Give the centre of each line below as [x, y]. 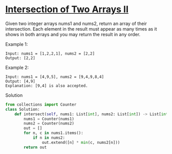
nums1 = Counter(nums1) [49, 119]
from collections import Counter [41, 105]
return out [35, 147]
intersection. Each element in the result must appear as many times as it [81, 29]
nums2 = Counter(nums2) [49, 123]
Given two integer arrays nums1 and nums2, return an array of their [76, 23]
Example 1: [17, 44]
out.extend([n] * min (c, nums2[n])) [81, 142]
